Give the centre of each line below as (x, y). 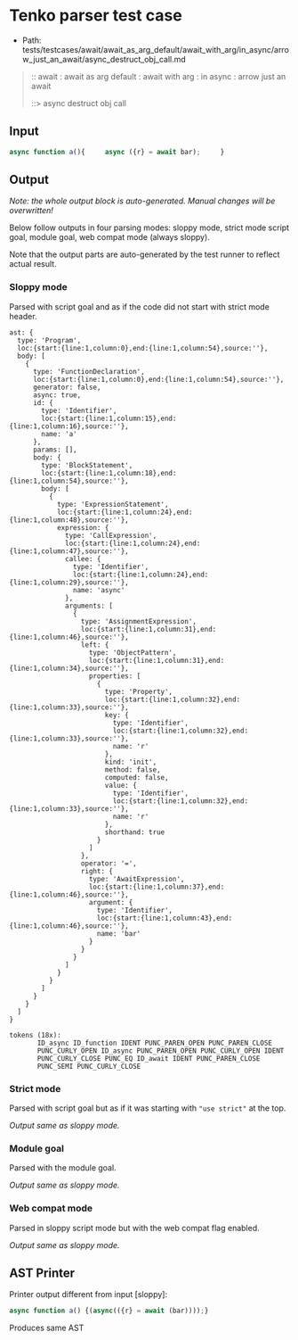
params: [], (55, 450)
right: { (97, 871)
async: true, (57, 395)
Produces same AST (47, 1328)
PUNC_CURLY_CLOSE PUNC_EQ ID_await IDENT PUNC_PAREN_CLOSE (149, 1058)
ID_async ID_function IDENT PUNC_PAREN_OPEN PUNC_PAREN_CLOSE (155, 1043)
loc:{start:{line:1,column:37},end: (157, 887)
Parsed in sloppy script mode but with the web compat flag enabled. (134, 1228)
